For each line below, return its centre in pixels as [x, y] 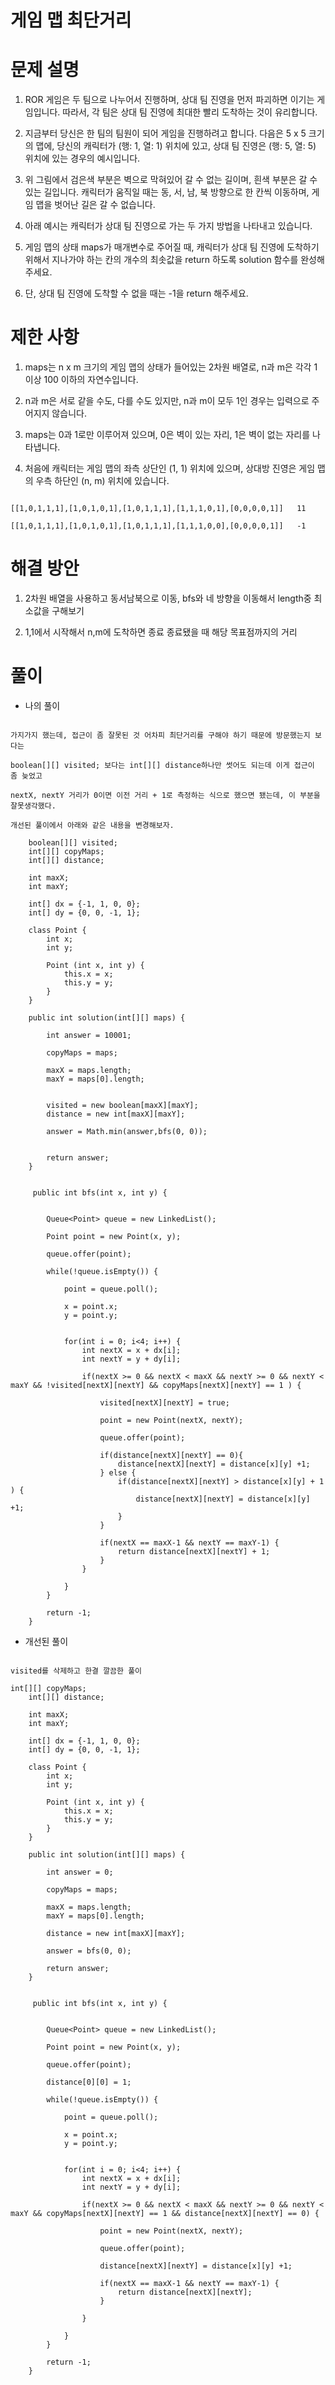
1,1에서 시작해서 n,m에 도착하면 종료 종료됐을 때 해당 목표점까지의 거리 [161, 632]
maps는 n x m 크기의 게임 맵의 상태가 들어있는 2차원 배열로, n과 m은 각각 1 [171, 367]
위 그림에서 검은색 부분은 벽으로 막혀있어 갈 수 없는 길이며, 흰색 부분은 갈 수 [171, 180]
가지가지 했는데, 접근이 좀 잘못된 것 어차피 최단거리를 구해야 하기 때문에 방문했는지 [160, 735]
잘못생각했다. [33, 806]
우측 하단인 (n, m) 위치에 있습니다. [102, 481]
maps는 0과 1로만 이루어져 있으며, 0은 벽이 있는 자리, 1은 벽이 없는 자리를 [167, 435]
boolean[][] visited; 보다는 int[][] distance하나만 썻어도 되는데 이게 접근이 [162, 765]
